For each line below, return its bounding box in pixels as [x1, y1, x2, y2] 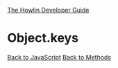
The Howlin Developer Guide [7, 6, 90, 14]
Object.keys [7, 31, 78, 46]
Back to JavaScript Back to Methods [7, 53, 112, 61]
